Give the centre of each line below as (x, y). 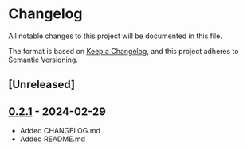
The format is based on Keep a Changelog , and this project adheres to (123, 51)
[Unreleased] (42, 85)
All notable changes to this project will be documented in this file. (116, 36)
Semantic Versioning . (43, 60)
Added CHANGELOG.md (60, 131)
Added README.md (53, 139)
